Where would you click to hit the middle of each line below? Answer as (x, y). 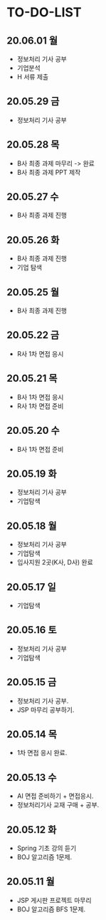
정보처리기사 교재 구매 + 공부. (58, 805)
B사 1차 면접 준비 (40, 449)
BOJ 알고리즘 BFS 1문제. (51, 909)
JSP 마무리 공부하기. (46, 709)
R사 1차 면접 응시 (40, 353)
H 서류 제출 (33, 77)
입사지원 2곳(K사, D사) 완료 (55, 562)
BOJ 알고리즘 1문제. (44, 857)
